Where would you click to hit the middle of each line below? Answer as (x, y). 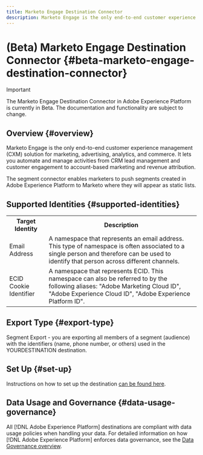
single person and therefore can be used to (110, 254)
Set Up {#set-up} (39, 369)
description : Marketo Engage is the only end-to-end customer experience (101, 18)
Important (18, 90)
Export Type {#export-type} (60, 323)
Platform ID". (67, 302)
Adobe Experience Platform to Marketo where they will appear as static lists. (101, 186)
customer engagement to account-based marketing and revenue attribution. (101, 167)
